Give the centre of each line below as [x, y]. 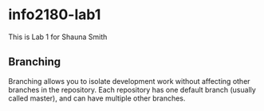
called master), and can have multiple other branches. [97, 98]
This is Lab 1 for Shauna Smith [58, 37]
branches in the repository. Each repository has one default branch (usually [132, 89]
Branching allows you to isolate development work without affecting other [129, 81]
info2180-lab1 [55, 15]
